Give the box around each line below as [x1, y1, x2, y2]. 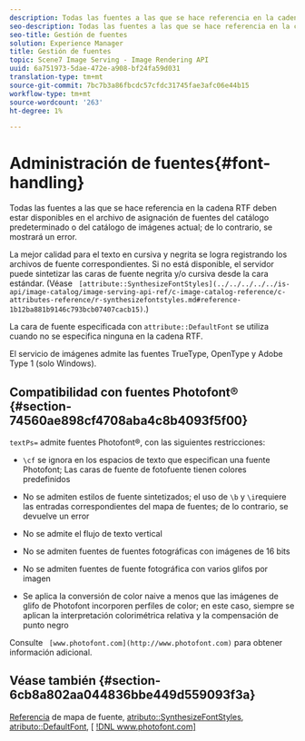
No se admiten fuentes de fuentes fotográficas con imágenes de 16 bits [22, 546, 290, 557]
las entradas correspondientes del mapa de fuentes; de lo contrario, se [22, 501, 289, 511]
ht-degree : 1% [9, 106, 64, 115]
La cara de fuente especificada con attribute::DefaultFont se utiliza [9, 321, 270, 332]
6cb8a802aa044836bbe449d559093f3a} [9, 687, 256, 703]
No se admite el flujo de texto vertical [22, 529, 163, 538]
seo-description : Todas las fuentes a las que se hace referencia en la [9, 22, 290, 31]
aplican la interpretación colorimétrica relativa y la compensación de [22, 610, 279, 620]
